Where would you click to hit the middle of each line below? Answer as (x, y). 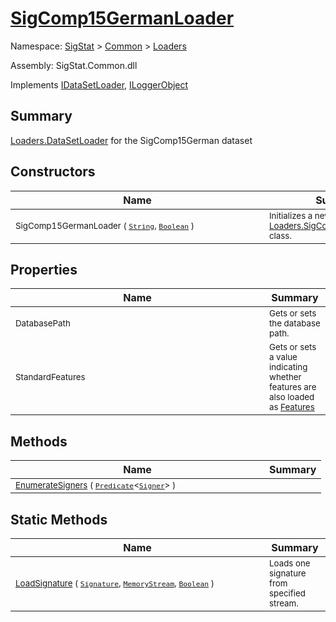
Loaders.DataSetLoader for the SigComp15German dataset (131, 140)
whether (285, 377)
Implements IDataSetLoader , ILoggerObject (99, 84)
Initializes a (291, 215)
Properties (44, 269)
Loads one (290, 563)
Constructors (53, 172)
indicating (288, 367)
